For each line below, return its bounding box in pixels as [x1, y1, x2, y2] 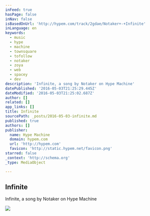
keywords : [5, 30, 26, 35]
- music [9, 35, 26, 40]
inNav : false [5, 16, 32, 21]
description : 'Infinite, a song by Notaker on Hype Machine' [5, 81, 135, 86]
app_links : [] [5, 105, 35, 109]
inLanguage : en [5, 26, 37, 31]
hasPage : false [5, 12, 37, 17]
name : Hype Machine [9, 132, 50, 137]
